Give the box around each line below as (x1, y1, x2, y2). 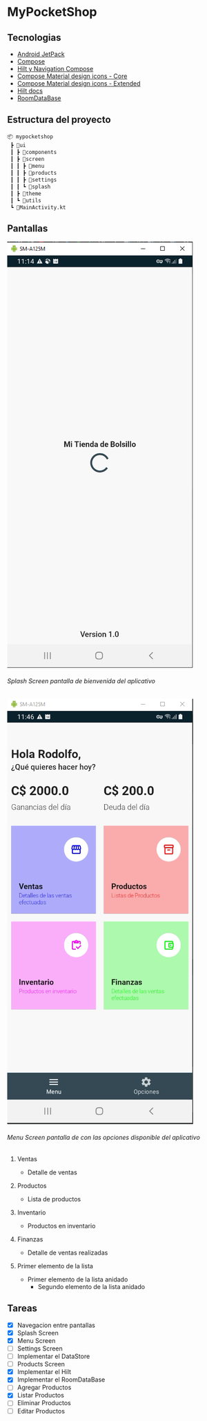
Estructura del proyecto (7, 114, 112, 126)
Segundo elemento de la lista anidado (37, 1283, 146, 1291)
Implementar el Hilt (17, 1368, 71, 1376)
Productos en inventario (27, 1222, 96, 1230)
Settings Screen (17, 1344, 63, 1353)
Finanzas (17, 1235, 43, 1243)
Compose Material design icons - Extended (17, 79, 141, 87)
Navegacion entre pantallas (17, 1321, 95, 1329)
